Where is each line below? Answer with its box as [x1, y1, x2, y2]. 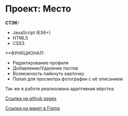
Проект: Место [5, 3, 72, 15]
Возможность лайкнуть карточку [12, 70, 85, 76]
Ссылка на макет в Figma [5, 105, 60, 111]
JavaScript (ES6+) [12, 29, 51, 35]
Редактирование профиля [12, 60, 69, 66]
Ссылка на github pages [5, 95, 57, 101]
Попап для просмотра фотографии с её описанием [12, 76, 123, 82]
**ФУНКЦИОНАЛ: [5, 50, 44, 56]
